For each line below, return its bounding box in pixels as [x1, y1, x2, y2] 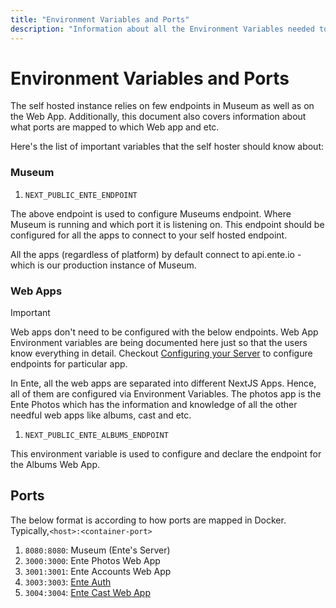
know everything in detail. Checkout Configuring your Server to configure [10, 347, 313, 360]
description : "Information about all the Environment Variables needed [10, 24, 315, 34]
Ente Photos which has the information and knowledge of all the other [10, 399, 298, 411]
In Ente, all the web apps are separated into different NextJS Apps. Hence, [10, 377, 317, 390]
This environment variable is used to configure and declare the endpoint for [10, 448, 322, 460]
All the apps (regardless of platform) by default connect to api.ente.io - [10, 248, 302, 260]
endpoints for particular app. [10, 358, 128, 370]
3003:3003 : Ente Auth [24, 576, 112, 588]
